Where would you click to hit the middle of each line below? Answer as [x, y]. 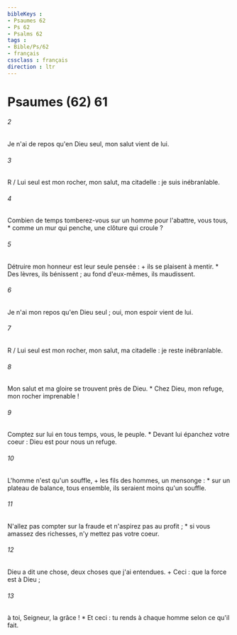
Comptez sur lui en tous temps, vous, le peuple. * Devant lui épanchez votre [118, 435]
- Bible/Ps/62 [28, 47]
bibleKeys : [25, 14]
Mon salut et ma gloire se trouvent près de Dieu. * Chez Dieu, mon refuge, [116, 389]
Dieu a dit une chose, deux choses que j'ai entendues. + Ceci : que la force [117, 572]
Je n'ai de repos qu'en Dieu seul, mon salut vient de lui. [88, 144]
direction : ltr [31, 67]
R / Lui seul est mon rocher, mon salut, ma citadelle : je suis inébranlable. [114, 183]
